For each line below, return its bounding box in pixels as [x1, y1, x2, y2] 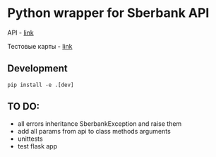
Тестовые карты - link [7, 42, 73, 50]
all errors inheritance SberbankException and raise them [17, 119, 182, 128]
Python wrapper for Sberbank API [7, 5, 210, 21]
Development [7, 62, 68, 75]
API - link [7, 28, 34, 37]
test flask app [17, 141, 58, 150]
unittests [17, 134, 44, 143]
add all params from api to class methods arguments [17, 127, 171, 135]
